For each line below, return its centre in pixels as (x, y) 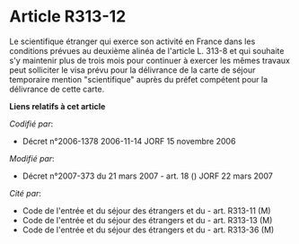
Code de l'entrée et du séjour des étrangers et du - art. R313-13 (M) (147, 220)
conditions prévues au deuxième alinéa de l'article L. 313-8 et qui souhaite (147, 50)
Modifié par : (32, 158)
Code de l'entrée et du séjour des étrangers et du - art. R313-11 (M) (146, 210)
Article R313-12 (68, 17)
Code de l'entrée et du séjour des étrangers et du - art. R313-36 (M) (148, 230)
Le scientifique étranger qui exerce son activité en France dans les (132, 41)
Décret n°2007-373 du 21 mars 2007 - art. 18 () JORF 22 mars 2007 (148, 176)
